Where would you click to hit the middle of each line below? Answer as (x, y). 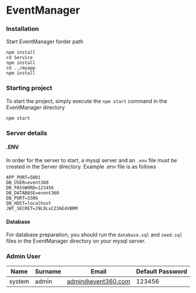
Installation (23, 29)
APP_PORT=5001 (24, 177)
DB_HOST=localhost (29, 203)
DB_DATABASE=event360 (33, 193)
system (19, 282)
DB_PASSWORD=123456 (30, 188)
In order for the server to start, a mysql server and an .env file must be (92, 160)
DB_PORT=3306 (22, 198)
